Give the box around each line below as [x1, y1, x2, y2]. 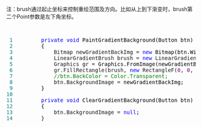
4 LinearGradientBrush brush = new [9, 55, 152, 61]
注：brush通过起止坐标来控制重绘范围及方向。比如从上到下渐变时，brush [6, 5, 188, 13]
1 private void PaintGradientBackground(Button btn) [9, 37, 194, 43]
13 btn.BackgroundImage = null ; [6, 109, 140, 116]
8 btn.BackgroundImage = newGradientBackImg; [9, 79, 185, 85]
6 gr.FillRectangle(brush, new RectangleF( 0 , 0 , [9, 67, 194, 73]
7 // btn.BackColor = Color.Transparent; [9, 73, 168, 79]
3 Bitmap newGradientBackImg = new [9, 49, 152, 55]
